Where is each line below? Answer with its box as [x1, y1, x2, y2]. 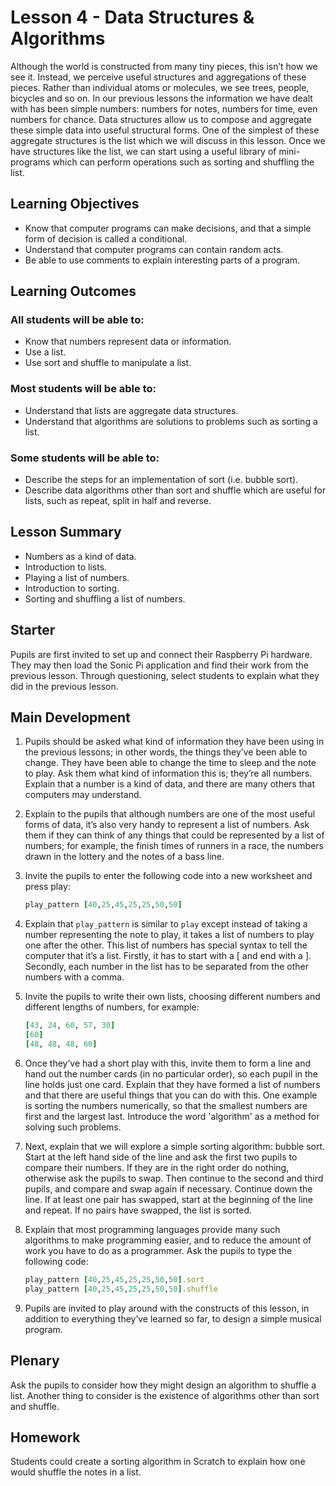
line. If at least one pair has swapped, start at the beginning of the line [24, 1193, 314, 1205]
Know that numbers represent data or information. [24, 336, 232, 348]
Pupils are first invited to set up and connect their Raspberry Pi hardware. [10, 648, 313, 660]
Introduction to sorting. [24, 582, 120, 594]
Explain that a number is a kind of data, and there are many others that [24, 778, 315, 790]
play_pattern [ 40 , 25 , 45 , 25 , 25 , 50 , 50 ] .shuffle [24, 1284, 218, 1294]
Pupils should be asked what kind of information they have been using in [24, 736, 325, 748]
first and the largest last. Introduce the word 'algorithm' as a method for [24, 1110, 320, 1122]
